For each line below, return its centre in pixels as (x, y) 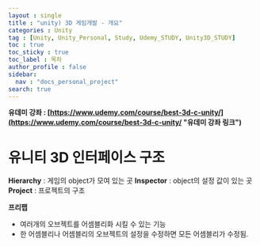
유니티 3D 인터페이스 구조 (86, 157)
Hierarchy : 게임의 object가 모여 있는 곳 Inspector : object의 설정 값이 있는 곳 (130, 181)
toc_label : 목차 (35, 60)
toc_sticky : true (38, 52)
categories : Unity (40, 30)
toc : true (26, 45)
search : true (30, 89)
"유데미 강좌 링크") (212, 123)
